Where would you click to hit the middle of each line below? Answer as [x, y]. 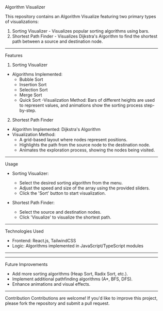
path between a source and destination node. [57, 41]
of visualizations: [22, 22]
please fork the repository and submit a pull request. [57, 303]
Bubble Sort [31, 79]
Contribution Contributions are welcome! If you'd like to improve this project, [81, 298]
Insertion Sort [33, 84]
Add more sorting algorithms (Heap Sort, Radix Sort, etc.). [70, 274]
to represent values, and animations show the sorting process [81, 105]
